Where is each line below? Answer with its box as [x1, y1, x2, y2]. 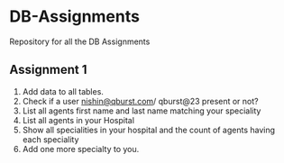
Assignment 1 [9, 62, 87, 77]
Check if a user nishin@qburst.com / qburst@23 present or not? [22, 95, 259, 106]
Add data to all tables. [22, 86, 104, 96]
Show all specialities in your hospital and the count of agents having [22, 124, 276, 135]
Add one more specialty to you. [22, 143, 140, 154]
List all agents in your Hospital [22, 114, 135, 125]
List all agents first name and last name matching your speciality [22, 105, 261, 116]
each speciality [22, 133, 79, 145]
